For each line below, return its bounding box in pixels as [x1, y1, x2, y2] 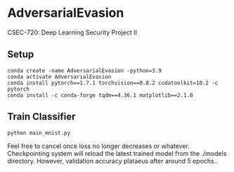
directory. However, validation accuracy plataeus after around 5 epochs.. [7, 157, 218, 165]
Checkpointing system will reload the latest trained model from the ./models [7, 149, 227, 157]
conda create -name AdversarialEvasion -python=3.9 [7, 67, 162, 74]
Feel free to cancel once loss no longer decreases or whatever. [7, 142, 190, 150]
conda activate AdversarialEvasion [7, 73, 112, 80]
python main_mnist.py [7, 129, 71, 136]
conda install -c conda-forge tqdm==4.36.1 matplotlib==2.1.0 [7, 91, 193, 99]
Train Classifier [7, 111, 76, 123]
